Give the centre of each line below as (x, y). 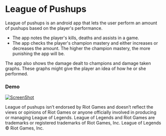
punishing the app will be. (39, 54)
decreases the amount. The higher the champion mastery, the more (81, 48)
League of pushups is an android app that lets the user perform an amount (81, 23)
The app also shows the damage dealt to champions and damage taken (78, 63)
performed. (17, 73)
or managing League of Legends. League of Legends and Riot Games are (80, 118)
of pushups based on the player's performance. (54, 28)
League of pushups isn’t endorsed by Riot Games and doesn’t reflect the (79, 107)
